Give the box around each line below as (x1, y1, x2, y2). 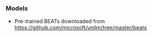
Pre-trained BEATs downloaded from (14, 18, 106, 25)
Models (5, 4, 28, 13)
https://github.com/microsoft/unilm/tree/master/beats (14, 24, 148, 31)
